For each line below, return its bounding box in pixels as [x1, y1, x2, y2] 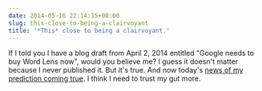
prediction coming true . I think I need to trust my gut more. [8, 73, 202, 84]
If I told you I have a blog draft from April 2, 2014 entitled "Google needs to [8, 49, 255, 58]
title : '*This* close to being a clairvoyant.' [8, 26, 171, 34]
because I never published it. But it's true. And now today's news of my [8, 65, 244, 75]
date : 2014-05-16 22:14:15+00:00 [8, 11, 120, 20]
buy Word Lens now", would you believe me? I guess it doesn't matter [8, 57, 239, 66]
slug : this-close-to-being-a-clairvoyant [8, 19, 149, 27]
